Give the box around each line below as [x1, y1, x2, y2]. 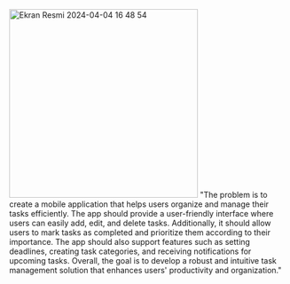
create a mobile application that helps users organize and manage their [9, 199, 269, 209]
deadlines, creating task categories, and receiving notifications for [9, 246, 252, 256]
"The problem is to [199, 190, 268, 200]
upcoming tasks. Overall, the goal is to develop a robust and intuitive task [9, 256, 278, 265]
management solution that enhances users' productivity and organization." [9, 265, 282, 275]
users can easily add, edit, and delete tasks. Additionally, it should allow [9, 217, 272, 228]
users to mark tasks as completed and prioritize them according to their [9, 227, 270, 238]
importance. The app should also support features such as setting [9, 237, 251, 247]
